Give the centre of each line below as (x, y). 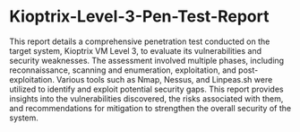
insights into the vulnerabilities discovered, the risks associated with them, (146, 98)
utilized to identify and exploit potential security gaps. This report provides (146, 89)
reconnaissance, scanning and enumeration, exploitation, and (123, 70)
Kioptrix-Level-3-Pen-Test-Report (139, 17)
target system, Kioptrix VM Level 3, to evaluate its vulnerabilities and (136, 50)
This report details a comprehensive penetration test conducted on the (140, 41)
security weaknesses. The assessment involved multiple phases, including (147, 60)
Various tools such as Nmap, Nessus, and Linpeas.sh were (165, 79)
